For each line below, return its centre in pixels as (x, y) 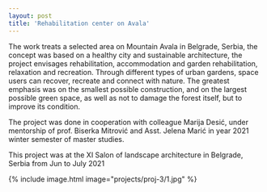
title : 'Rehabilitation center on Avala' (79, 23)
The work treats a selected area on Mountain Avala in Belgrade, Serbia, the (133, 46)
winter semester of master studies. (66, 139)
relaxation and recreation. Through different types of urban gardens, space (133, 72)
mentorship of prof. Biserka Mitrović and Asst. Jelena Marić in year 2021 (129, 131)
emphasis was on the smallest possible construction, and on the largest (128, 89)
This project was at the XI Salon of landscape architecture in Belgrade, (126, 155)
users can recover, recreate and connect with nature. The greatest (119, 81)
